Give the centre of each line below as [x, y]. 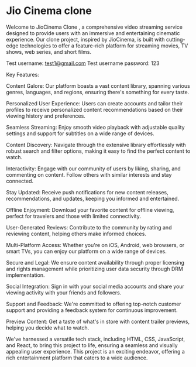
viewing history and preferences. [46, 116]
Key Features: [23, 74]
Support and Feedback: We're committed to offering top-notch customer [94, 304]
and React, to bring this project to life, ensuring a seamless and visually [92, 345]
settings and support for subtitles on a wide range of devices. [80, 133]
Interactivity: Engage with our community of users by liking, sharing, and [94, 169]
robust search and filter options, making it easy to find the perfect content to [98, 151]
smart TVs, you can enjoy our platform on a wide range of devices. [86, 251]
